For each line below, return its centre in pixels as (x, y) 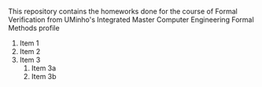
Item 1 (29, 43)
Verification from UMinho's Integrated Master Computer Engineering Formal (131, 20)
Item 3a (44, 68)
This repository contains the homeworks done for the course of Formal (123, 11)
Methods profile (34, 28)
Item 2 (30, 51)
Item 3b (44, 76)
